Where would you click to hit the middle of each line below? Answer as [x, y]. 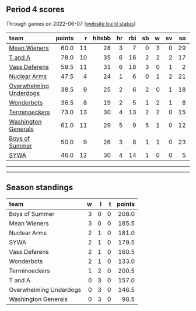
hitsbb [102, 38]
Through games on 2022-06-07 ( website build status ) [71, 23]
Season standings [40, 188]
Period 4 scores [35, 10]
